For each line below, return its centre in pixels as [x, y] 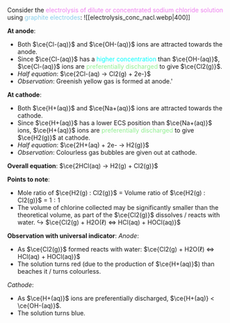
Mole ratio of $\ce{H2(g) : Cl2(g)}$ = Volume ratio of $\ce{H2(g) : [111, 193]
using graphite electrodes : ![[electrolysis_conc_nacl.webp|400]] [99, 17]
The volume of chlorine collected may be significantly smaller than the [118, 207]
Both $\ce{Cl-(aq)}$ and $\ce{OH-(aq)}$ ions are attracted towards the [120, 44]
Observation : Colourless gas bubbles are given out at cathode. [107, 152]
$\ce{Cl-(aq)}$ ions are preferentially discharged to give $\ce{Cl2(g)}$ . [120, 66]
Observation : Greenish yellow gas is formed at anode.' [95, 81]
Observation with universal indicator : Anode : [73, 236]
